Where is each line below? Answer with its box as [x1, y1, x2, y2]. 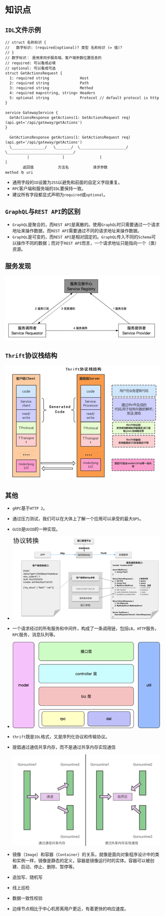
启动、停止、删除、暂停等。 [21, 864, 77, 870]
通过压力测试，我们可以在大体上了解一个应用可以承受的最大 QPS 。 [12, 516, 144, 522]
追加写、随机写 [12, 874, 43, 880]
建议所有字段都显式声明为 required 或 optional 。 [12, 192, 108, 197]
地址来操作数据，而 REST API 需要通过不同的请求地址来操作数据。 [12, 227, 142, 233]
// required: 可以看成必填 [5, 61, 56, 66]
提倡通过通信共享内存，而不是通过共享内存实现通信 [12, 744, 116, 750]
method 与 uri [5, 170, 33, 175]
